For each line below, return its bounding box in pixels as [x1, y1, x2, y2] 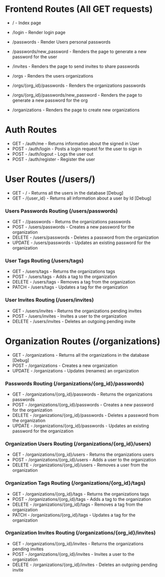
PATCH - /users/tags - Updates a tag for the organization [12, 284, 128, 290]
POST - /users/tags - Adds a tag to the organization [12, 274, 117, 280]
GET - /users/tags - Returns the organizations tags [12, 268, 115, 275]
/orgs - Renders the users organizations [12, 73, 94, 79]
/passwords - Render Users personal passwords [12, 39, 111, 45]
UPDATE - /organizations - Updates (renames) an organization [12, 368, 139, 373]
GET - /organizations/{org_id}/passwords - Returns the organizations [12, 391, 153, 397]
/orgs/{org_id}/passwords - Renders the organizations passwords [12, 82, 146, 88]
